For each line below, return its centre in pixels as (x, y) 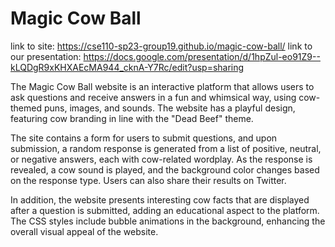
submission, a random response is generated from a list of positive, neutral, (166, 148)
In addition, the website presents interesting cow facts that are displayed (160, 199)
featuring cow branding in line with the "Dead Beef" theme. (132, 118)
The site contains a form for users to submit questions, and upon (144, 138)
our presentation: (46, 56)
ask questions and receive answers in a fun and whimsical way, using (153, 97)
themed (26, 108)
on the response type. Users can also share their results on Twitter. (148, 180)
